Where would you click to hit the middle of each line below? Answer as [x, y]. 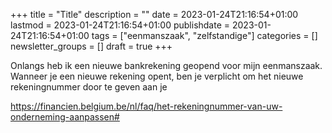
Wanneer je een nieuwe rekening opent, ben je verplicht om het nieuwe [157, 76]
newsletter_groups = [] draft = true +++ [91, 46]
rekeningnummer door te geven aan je [89, 87]
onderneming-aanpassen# [65, 117]
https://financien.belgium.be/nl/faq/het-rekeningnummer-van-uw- [146, 106]
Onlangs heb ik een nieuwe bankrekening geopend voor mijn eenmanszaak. [166, 65]
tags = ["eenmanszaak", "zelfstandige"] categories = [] [204, 35]
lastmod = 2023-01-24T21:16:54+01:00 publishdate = [120, 25]
